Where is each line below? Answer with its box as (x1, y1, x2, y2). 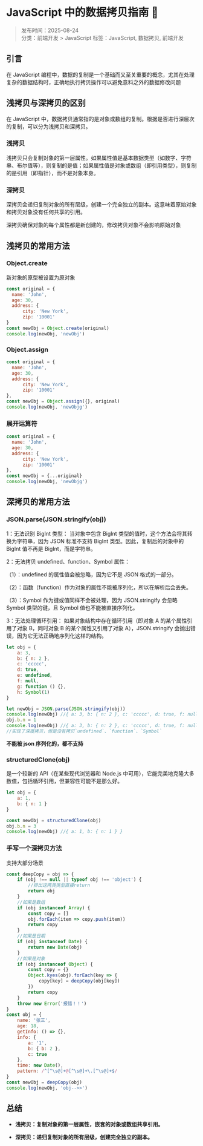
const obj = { (6, 1012, 42, 1018)
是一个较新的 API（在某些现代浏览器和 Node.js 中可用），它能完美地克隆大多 (6, 770, 195, 777)
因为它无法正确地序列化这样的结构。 (16, 632, 107, 639)
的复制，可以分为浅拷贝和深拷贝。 (6, 122, 91, 130)
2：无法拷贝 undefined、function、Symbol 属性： (6, 558, 130, 565)
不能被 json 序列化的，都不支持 (6, 740, 83, 747)
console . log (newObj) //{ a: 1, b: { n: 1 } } (6, 829, 123, 835)
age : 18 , (17, 1023, 39, 1029)
